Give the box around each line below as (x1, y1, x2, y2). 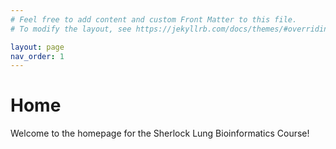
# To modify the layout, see (10, 24, 132, 34)
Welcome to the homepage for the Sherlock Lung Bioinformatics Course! (10, 127, 310, 140)
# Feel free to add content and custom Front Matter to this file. (10, 14, 298, 25)
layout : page (10, 42, 65, 52)
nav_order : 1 (10, 51, 65, 61)
